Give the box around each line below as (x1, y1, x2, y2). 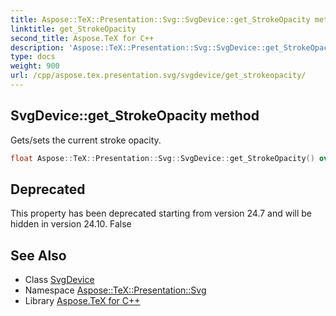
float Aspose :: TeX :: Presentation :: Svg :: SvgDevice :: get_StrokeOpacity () (10, 153, 315, 163)
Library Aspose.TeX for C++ (24, 295, 141, 307)
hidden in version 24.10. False (10, 218, 132, 230)
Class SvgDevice (24, 274, 95, 286)
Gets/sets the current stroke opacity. (10, 134, 162, 146)
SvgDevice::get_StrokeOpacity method (10, 107, 260, 125)
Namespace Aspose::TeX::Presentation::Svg (24, 284, 207, 296)
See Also (10, 247, 67, 264)
